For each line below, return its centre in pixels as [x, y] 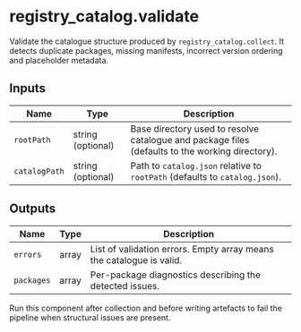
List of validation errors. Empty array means [182, 249]
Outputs [33, 209]
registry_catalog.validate [104, 17]
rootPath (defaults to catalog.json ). [206, 176]
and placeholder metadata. [59, 60]
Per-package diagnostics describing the [176, 275]
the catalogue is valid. [136, 260]
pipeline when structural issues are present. [90, 317]
